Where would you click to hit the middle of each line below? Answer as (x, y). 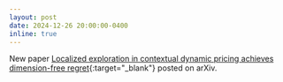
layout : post (33, 17)
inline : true (33, 34)
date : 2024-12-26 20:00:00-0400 (69, 26)
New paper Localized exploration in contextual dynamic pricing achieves (141, 59)
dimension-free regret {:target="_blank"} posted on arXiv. (113, 68)
